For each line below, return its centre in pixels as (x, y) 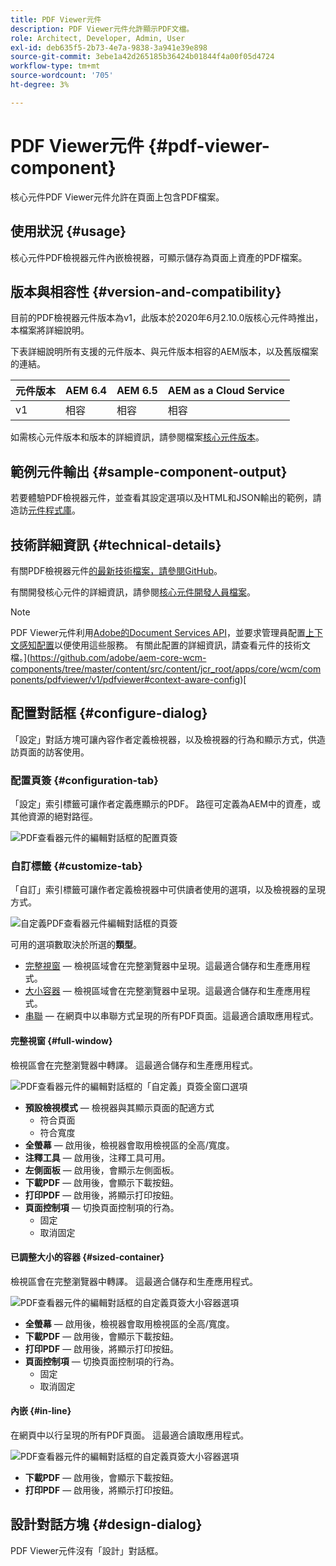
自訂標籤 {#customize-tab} (76, 866)
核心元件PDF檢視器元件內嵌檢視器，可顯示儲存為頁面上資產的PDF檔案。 (159, 257)
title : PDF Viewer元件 (56, 19)
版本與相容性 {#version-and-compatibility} (146, 291)
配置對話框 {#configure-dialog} (109, 713)
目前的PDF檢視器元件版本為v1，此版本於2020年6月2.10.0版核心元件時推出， (167, 318)
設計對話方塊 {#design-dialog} (106, 1524)
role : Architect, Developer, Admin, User (98, 38)
